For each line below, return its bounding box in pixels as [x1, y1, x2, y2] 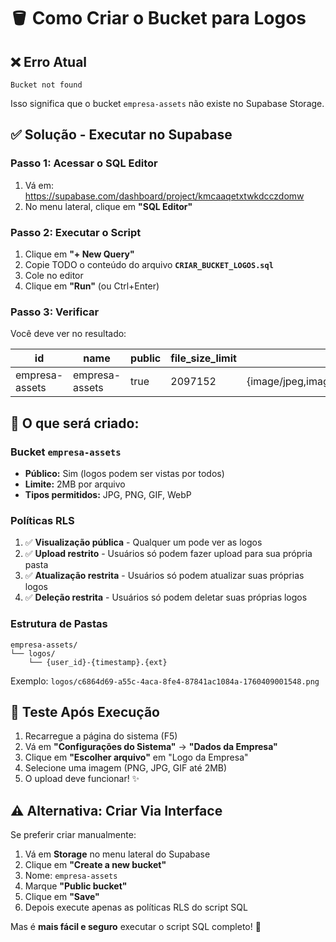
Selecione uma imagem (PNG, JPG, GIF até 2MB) [24, 762, 228, 774]
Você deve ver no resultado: [10, 328, 127, 340]
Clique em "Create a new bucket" [24, 859, 167, 871]
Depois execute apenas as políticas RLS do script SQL [24, 901, 248, 914]
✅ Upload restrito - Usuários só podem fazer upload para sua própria [24, 548, 313, 560]
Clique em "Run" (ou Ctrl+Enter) [24, 280, 160, 292]
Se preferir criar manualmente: [10, 829, 137, 841]
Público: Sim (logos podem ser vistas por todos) [24, 467, 225, 479]
